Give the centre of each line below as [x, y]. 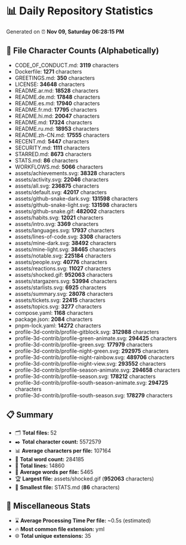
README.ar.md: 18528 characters [57, 90]
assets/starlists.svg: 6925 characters [61, 287]
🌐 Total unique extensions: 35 [53, 536]
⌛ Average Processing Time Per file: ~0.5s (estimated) [83, 520]
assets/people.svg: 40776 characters [61, 262]
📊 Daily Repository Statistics [80, 11]
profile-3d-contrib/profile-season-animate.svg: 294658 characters [97, 370]
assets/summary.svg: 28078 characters [64, 293]
